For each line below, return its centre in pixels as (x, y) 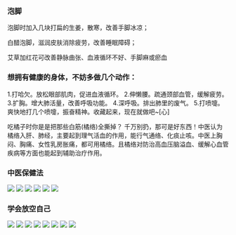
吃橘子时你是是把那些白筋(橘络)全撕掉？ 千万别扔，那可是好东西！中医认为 (115, 126)
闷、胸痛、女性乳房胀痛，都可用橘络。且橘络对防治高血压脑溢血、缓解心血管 (118, 144)
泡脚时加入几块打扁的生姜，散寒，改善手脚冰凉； (78, 28)
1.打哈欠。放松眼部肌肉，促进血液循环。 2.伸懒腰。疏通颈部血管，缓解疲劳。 (118, 94)
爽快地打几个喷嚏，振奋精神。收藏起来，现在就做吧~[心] (88, 112)
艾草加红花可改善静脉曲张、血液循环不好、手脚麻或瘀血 (87, 58)
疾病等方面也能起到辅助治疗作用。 (57, 153)
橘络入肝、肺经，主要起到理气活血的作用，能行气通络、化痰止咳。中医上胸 (115, 135)
